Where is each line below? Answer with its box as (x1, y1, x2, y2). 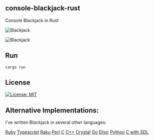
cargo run (5, 65, 26, 70)
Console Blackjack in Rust (5, 17, 59, 23)
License (5, 78, 31, 87)
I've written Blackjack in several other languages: (5, 119, 107, 125)
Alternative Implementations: (5, 106, 99, 114)
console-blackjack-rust (5, 4, 80, 13)
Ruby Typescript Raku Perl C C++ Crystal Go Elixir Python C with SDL (5, 129, 149, 135)
